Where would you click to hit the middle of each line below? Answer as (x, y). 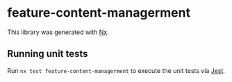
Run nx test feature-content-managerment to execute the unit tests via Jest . (116, 70)
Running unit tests (48, 54)
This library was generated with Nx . (58, 32)
